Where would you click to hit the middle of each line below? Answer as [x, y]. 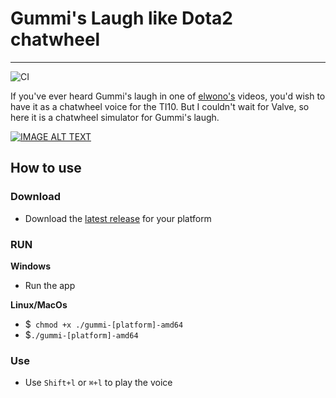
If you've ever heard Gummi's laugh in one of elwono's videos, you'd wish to [168, 96]
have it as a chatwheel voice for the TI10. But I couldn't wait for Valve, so [160, 106]
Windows [30, 266]
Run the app [50, 285]
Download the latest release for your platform [118, 218]
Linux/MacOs [39, 304]
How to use [46, 168]
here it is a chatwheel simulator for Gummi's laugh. [115, 117]
